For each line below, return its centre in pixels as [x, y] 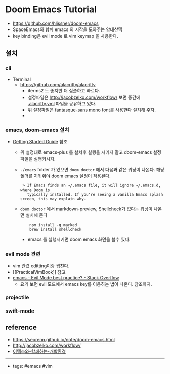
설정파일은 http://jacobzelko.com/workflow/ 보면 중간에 [84, 97]
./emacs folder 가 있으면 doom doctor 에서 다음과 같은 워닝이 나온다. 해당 [92, 169]
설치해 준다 [36, 215]
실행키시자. [45, 159]
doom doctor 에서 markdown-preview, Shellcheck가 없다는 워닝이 [86, 209]
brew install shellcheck [56, 229]
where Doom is [35, 190]
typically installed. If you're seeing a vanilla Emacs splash [95, 194]
